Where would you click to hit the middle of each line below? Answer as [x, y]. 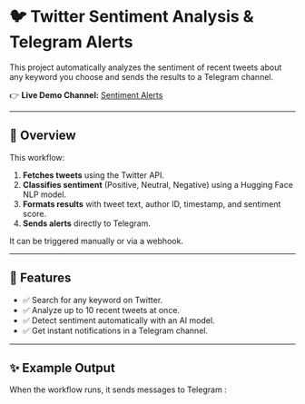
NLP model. [44, 194]
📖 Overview [43, 136]
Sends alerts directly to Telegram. [87, 223]
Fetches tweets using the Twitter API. [93, 175]
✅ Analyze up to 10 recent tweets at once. [101, 310]
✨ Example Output [62, 368]
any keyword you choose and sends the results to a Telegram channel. [142, 76]
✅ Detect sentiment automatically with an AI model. [118, 320]
